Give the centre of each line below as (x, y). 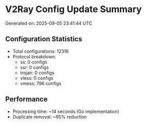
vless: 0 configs (37, 78)
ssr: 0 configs (34, 67)
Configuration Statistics (44, 39)
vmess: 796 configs (41, 83)
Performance (27, 99)
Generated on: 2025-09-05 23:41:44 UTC (49, 23)
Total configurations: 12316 (41, 51)
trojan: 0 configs (37, 73)
